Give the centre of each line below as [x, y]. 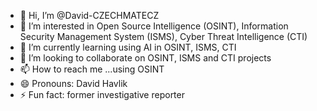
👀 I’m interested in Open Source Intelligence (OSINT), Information [154, 26]
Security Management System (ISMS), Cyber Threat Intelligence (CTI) [163, 36]
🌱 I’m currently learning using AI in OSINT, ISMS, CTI [128, 47]
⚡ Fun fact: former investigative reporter [102, 94]
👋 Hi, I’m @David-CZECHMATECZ [89, 15]
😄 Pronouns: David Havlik [73, 83]
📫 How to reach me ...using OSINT [92, 69]
